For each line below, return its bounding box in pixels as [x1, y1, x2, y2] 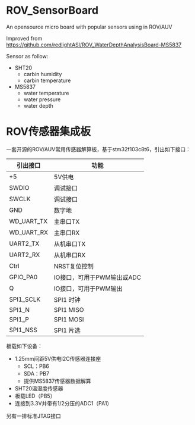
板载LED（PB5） [14, 392, 56, 399]
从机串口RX [53, 251, 86, 259]
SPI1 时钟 [53, 295, 81, 304]
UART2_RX [9, 251, 40, 259]
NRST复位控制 [53, 262, 94, 270]
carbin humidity [23, 70, 62, 77]
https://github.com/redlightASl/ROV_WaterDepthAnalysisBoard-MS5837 [6, 41, 182, 48]
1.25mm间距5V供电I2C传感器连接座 [14, 355, 101, 362]
